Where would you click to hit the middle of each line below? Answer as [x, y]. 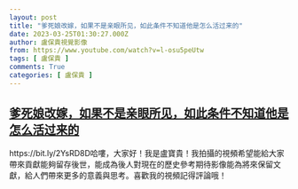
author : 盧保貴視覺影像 [48, 42]
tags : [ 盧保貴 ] [39, 59]
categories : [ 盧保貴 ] [51, 75]
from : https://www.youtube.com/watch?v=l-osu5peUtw [106, 51]
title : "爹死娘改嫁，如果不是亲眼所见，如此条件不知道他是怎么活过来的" [126, 26]
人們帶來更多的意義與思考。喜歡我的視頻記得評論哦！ [129, 175]
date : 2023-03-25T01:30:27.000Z [69, 34]
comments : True [37, 67]
